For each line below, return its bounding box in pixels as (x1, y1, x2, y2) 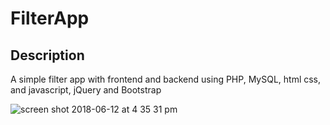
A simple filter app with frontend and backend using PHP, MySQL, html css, (10, 73, 322, 85)
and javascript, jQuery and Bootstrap (10, 84, 162, 96)
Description (10, 47, 85, 64)
